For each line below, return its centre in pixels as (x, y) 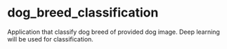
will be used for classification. (50, 39)
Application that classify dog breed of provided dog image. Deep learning (113, 32)
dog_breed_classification (83, 13)
